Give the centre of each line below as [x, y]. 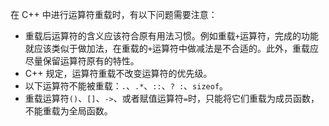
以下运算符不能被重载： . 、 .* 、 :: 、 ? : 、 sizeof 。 [126, 86]
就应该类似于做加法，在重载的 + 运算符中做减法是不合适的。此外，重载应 [171, 48]
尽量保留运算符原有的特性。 [82, 61]
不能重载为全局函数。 [68, 111]
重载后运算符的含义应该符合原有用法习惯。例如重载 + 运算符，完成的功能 [171, 36]
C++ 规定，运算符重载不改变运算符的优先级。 [118, 73]
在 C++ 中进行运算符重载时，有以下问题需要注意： [114, 14]
